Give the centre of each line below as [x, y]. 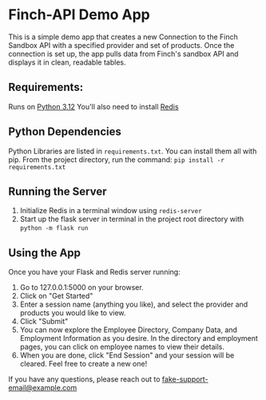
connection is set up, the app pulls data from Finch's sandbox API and [123, 53]
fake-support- [185, 379]
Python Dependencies [65, 132]
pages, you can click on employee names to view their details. [122, 347]
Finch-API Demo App [79, 15]
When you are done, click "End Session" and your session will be [127, 355]
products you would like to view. [73, 313]
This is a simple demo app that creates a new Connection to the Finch [123, 37]
